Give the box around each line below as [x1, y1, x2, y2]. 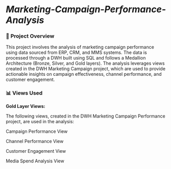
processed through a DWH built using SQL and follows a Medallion [6, 55, 146, 61]
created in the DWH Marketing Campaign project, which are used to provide [6, 66, 165, 72]
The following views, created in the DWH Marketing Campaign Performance [6, 113, 165, 119]
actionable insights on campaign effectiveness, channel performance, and [6, 71, 162, 77]
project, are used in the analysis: [6, 118, 75, 124]
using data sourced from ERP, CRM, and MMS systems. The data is [6, 49, 147, 55]
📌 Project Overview [6, 33, 55, 40]
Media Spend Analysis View [6, 158, 64, 164]
